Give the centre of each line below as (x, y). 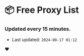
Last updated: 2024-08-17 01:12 (44, 40)
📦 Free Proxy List (42, 10)
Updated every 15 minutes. (38, 29)
